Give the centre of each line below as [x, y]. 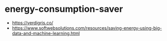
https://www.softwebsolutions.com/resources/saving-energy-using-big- [87, 28]
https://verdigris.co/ [33, 23]
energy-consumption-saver [64, 9]
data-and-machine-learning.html [46, 33]
